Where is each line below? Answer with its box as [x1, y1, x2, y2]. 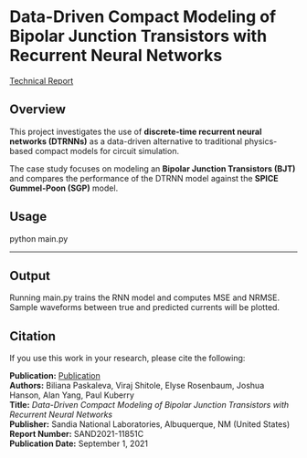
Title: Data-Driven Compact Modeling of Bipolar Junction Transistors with [9, 400, 290, 411]
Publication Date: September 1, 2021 [9, 438, 149, 449]
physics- [244, 135, 278, 147]
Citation [9, 328, 57, 344]
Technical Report [9, 75, 74, 86]
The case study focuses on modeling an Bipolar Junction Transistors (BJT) [9, 162, 296, 174]
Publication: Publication [9, 370, 101, 381]
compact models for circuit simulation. [35, 145, 180, 156]
